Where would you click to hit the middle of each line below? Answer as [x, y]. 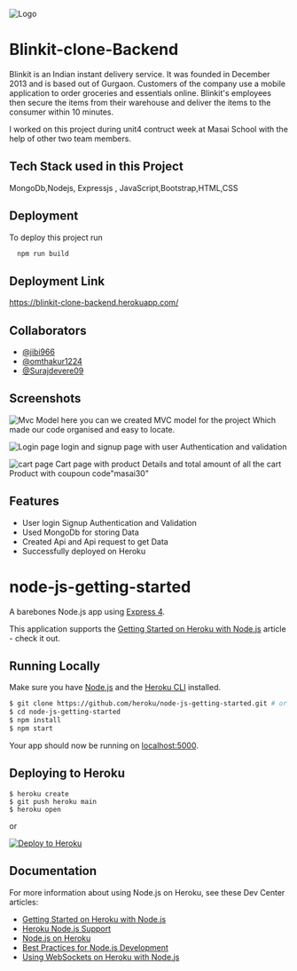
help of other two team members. [70, 139]
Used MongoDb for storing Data [80, 532]
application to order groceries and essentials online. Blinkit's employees [141, 92]
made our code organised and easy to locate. [92, 429]
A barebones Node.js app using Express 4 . [87, 611]
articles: [24, 902]
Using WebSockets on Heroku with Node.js [101, 957]
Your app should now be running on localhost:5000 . [104, 745]
